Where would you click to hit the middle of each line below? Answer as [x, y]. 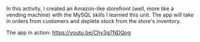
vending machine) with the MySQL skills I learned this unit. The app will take [100, 15]
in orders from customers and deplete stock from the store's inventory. [94, 21]
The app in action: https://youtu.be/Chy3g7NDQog [69, 33]
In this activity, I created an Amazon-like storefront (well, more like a [90, 9]
